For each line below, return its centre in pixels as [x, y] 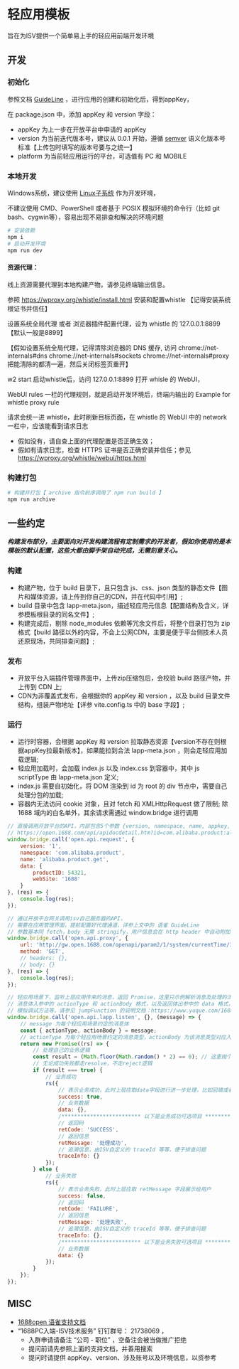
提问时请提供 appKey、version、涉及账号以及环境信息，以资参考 [122, 1357]
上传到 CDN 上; [40, 687]
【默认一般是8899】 [37, 332]
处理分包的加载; [40, 795]
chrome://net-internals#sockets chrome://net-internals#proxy [139, 356]
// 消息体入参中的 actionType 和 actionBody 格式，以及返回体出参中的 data [111, 1004]
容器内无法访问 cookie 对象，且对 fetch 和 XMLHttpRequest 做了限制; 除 [123, 804]
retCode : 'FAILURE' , [88, 1209]
